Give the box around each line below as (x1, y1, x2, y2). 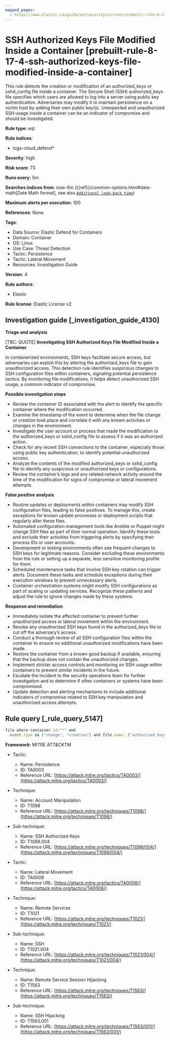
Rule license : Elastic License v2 (5, 301, 72, 307)
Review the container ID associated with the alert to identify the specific (12, 401, 163, 407)
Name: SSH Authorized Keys (20, 833, 80, 839)
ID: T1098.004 (20, 838, 50, 844)
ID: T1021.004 (20, 946, 49, 952)
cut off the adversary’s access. (12, 629, 77, 636)
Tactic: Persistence (12, 251, 53, 257)
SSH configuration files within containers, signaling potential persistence (5, 370, 157, 376)
